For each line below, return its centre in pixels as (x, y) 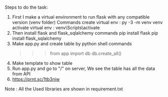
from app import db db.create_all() (86, 53)
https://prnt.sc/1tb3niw (36, 79)
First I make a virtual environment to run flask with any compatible (81, 17)
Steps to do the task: (26, 7)
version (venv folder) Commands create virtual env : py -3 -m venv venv (87, 22)
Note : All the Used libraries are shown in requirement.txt (64, 89)
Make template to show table (42, 63)
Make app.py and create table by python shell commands (72, 44)
